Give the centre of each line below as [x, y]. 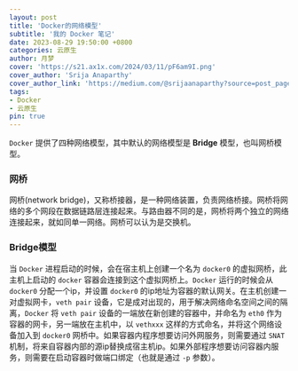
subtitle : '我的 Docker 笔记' [62, 34]
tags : [19, 91]
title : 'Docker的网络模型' [55, 26]
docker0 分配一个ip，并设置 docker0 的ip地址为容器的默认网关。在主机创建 [144, 290]
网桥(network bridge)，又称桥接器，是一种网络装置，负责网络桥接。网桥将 [145, 200]
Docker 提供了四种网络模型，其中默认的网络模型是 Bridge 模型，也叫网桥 [142, 143]
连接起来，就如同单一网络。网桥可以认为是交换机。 [102, 222]
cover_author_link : [45, 83]
